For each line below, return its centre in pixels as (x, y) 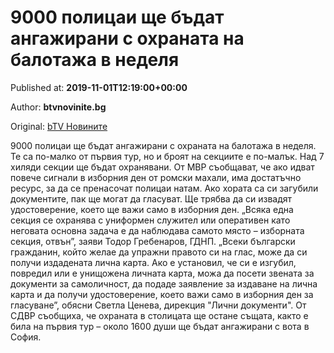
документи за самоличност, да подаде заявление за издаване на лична (164, 283)
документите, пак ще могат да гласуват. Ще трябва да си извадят (151, 198)
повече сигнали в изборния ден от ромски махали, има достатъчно (156, 177)
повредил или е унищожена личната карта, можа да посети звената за (162, 273)
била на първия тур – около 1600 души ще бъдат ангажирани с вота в (160, 326)
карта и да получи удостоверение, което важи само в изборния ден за (162, 294)
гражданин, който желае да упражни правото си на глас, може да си (159, 252)
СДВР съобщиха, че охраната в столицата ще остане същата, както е (159, 315)
